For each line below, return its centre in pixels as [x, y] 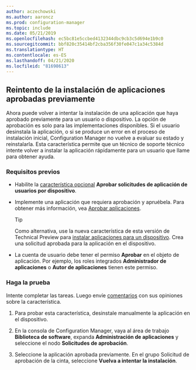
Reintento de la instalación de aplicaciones [86, 89]
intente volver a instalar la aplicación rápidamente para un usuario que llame [98, 151]
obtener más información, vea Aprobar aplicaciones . [78, 208]
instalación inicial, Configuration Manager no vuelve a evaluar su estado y [95, 138]
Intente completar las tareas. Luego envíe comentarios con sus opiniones [94, 295]
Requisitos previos [33, 172]
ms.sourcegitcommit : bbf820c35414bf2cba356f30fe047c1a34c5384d [85, 45]
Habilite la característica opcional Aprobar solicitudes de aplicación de [101, 185]
